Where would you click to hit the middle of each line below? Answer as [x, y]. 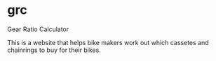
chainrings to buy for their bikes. [54, 50]
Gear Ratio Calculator [38, 29]
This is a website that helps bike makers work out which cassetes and [108, 42]
